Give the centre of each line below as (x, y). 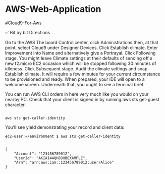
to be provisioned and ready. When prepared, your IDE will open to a (75, 79)
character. (16, 105)
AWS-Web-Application (53, 9)
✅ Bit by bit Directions (28, 32)
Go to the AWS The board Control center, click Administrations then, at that (82, 42)
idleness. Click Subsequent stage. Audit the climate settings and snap (76, 68)
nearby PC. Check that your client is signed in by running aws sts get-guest (82, 99)
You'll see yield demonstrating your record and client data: (65, 127)
